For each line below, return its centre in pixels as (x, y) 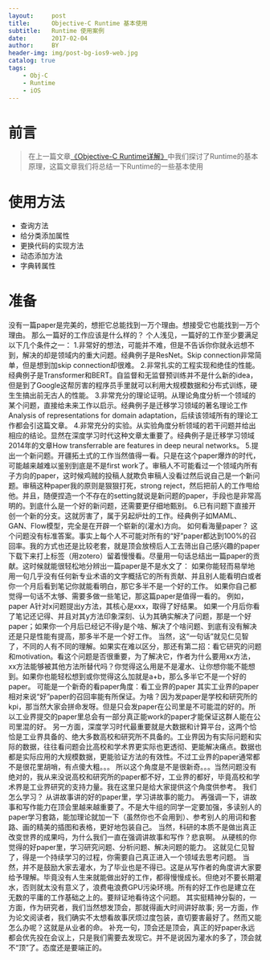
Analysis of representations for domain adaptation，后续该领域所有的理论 (130, 415)
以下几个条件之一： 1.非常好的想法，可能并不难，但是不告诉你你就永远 (125, 345)
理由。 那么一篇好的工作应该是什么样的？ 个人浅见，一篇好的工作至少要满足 (133, 335)
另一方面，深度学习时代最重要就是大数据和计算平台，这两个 (151, 727)
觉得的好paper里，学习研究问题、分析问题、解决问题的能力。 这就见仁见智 (132, 848)
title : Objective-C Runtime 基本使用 (78, 23)
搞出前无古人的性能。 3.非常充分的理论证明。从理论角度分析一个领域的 (139, 395)
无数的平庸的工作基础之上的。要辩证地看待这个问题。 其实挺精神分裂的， (129, 897)
